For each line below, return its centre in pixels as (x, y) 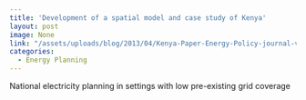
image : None (32, 35)
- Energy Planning (53, 60)
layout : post (34, 26)
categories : (32, 52)
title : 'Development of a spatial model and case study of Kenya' (138, 18)
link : (20, 43)
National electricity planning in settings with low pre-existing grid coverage (150, 86)
